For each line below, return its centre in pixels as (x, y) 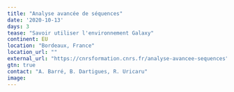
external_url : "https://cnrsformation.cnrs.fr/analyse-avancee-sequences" (118, 59)
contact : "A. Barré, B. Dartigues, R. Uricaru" (78, 71)
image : (17, 78)
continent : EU (28, 39)
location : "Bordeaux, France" (51, 46)
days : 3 (18, 26)
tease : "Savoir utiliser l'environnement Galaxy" (81, 33)
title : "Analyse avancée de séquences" (65, 13)
